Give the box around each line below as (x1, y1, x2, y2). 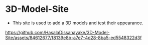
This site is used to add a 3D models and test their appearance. (12, 20, 144, 26)
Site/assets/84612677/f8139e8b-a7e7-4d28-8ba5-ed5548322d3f (5, 35, 142, 41)
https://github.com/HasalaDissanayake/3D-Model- (5, 29, 110, 35)
